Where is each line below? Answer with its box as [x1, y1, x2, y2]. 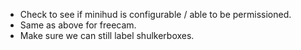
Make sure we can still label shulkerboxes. [19, 30, 195, 41]
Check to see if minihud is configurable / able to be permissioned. [19, 9, 292, 20]
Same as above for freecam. [19, 19, 137, 31]
